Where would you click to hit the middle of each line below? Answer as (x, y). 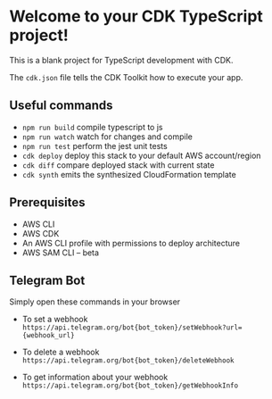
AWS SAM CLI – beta (61, 253)
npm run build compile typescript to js (92, 127)
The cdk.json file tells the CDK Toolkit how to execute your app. (126, 77)
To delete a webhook (61, 352)
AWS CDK (41, 233)
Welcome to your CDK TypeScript (136, 17)
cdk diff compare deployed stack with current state (118, 165)
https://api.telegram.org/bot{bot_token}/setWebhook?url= (132, 328)
